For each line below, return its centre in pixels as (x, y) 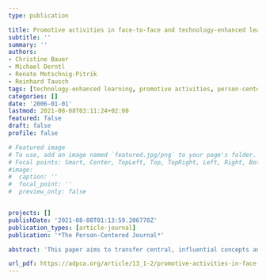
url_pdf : (23, 264)
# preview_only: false (47, 192)
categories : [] (33, 96)
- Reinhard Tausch (38, 81)
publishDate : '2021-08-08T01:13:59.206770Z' (83, 220)
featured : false (35, 119)
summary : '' (28, 44)
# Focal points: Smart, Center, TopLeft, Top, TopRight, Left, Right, (127, 162)
